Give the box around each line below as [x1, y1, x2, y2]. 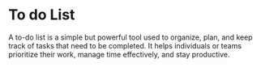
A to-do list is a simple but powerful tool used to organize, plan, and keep [8, 32, 253, 42]
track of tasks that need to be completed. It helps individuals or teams [8, 40, 242, 50]
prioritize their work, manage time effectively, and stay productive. [8, 49, 230, 59]
